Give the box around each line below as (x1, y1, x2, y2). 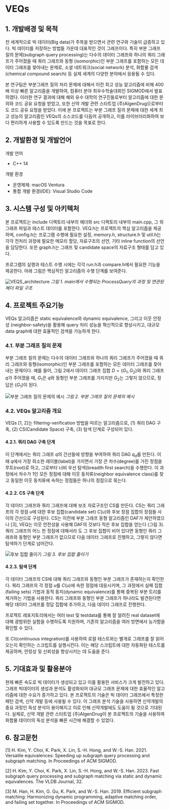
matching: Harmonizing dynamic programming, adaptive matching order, (5, 794, 157, 800)
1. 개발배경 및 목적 (5, 24, 58, 33)
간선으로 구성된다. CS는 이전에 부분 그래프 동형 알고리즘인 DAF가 (14, 515, 143, 521)
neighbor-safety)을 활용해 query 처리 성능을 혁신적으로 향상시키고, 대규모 (12, 322, 160, 328)
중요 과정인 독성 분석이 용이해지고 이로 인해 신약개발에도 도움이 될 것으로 (5, 704, 149, 710)
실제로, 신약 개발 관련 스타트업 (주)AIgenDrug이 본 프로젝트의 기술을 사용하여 (12, 710, 165, 717)
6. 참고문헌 (5, 733, 38, 742)
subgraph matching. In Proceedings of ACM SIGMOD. (5, 758, 118, 764)
